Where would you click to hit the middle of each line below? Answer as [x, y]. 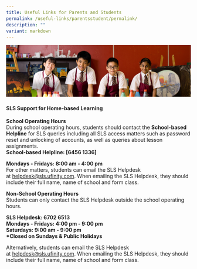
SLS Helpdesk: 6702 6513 [38, 217]
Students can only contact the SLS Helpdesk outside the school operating [95, 200]
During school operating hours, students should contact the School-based [96, 127]
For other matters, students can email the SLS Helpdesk [74, 170]
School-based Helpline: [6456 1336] [51, 152]
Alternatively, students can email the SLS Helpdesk [68, 248]
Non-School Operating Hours [43, 194]
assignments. [22, 146]
